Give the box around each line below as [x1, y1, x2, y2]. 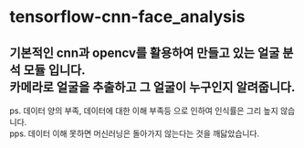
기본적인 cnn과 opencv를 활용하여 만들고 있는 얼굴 [9, 45, 280, 60]
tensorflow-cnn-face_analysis [9, 6, 246, 27]
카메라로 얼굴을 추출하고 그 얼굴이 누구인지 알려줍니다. [9, 79, 296, 95]
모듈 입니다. [23, 62, 86, 78]
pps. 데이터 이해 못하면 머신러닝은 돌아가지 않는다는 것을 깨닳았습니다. [9, 128, 260, 139]
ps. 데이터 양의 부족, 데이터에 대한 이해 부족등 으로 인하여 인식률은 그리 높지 [9, 105, 278, 116]
